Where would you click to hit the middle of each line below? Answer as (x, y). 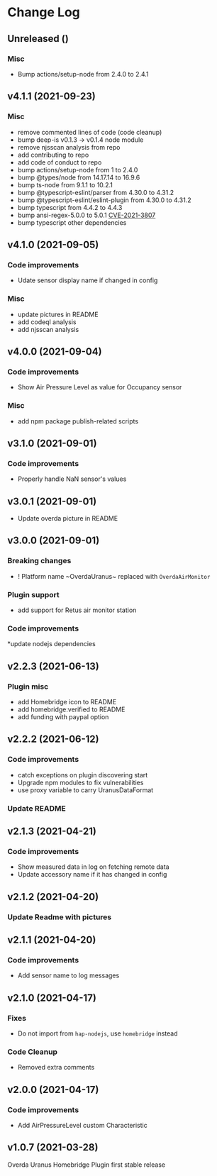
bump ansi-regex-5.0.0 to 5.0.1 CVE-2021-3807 (87, 215)
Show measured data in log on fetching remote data (93, 867)
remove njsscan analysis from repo (69, 147)
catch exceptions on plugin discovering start (83, 775)
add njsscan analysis (48, 329)
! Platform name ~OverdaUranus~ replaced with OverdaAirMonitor (114, 576)
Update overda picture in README (68, 518)
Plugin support (34, 594)
